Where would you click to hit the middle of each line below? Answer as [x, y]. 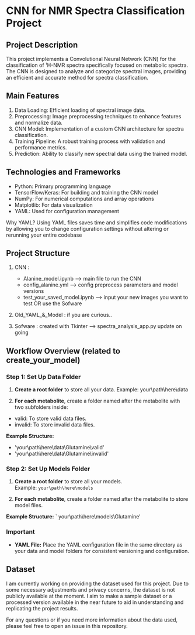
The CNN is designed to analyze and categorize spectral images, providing [96, 71]
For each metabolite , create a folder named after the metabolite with [97, 401]
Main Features [33, 96]
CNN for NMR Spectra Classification [95, 11]
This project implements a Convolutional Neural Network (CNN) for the [91, 59]
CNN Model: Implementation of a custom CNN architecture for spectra [99, 129]
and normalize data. [39, 122]
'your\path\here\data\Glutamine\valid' [59, 448]
